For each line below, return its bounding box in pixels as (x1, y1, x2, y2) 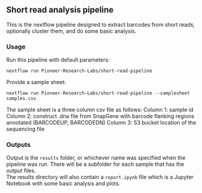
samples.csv (6, 96, 36, 102)
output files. (6, 167, 36, 174)
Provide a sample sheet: (6, 79, 66, 86)
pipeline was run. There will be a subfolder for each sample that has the (6, 160, 185, 168)
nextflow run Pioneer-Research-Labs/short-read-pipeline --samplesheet (6, 90, 190, 96)
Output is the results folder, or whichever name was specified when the (6, 154, 186, 162)
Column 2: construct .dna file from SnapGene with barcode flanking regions (6, 113, 195, 120)
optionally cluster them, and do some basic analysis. (6, 27, 137, 34)
